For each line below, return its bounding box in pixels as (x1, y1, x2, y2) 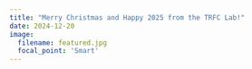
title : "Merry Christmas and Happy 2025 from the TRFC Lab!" (9, 13, 246, 22)
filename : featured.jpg (17, 38, 107, 47)
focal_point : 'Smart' (17, 47, 100, 56)
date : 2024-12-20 (9, 22, 75, 30)
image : (9, 30, 34, 39)
